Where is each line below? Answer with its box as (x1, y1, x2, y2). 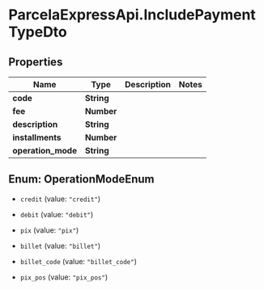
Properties (8, 55, 63, 69)
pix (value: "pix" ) (19, 225, 79, 235)
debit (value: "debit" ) (19, 209, 94, 219)
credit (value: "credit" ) (19, 194, 101, 204)
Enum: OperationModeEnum (8, 172, 155, 187)
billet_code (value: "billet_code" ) (19, 256, 138, 266)
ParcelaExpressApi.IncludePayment (8, 6, 257, 24)
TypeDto (8, 23, 67, 41)
